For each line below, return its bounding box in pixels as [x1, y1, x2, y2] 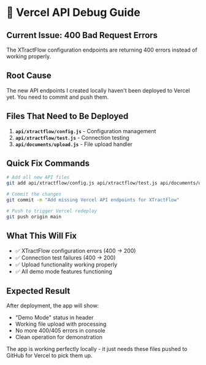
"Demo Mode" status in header [15, 314, 94, 321]
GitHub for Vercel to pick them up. [6, 352, 93, 359]
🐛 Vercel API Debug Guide [6, 6, 141, 20]
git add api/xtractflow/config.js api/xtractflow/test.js [6, 180, 158, 186]
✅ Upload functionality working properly [15, 261, 118, 268]
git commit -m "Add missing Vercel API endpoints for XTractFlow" [6, 197, 180, 203]
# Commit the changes [6, 191, 62, 198]
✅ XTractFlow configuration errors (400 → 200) [15, 247, 136, 254]
